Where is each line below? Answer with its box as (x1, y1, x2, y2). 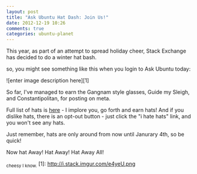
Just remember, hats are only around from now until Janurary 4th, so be (6, 131, 184, 138)
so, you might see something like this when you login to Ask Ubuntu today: (6, 65, 191, 72)
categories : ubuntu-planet (6, 31, 74, 37)
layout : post (6, 8, 39, 15)
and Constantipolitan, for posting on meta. (6, 95, 111, 102)
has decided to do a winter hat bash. (6, 54, 97, 61)
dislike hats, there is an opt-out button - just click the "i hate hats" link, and (6, 113, 191, 120)
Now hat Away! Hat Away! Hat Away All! (6, 149, 104, 156)
